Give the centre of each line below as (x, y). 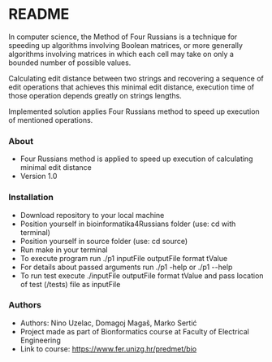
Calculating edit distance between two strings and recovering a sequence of (136, 78)
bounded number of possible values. (70, 63)
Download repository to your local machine (92, 215)
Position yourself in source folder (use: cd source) (104, 241)
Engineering (40, 340)
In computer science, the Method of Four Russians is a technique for (123, 37)
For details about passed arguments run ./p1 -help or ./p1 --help (126, 267)
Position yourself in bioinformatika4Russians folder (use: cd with (128, 224)
